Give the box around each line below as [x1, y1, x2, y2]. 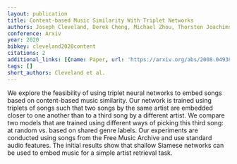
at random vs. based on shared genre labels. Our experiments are [7, 126, 199, 134]
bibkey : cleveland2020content [7, 43, 97, 50]
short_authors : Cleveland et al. [7, 69, 106, 76]
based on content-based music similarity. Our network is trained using [7, 96, 212, 104]
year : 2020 [7, 37, 39, 44]
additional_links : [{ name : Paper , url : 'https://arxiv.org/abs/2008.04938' [7, 56, 235, 63]
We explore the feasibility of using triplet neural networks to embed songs [7, 89, 222, 97]
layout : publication [7, 10, 68, 18]
